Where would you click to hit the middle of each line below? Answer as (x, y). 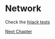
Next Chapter (19, 31)
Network (23, 9)
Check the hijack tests (27, 22)
